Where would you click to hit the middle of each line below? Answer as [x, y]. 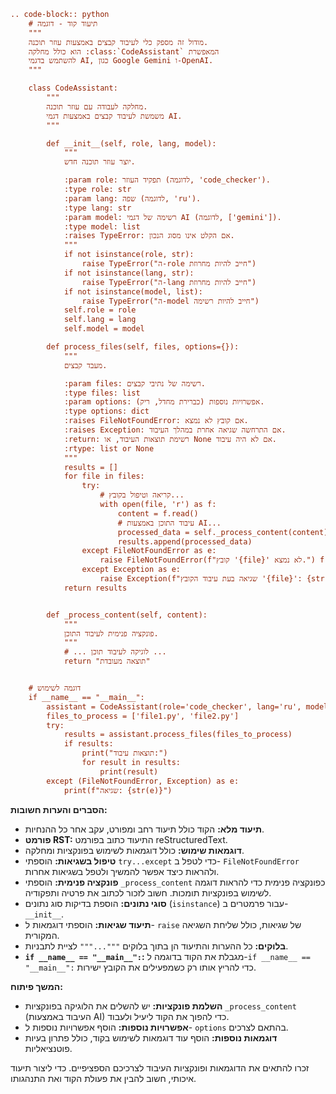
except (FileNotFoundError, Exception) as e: [143, 781]
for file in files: [104, 476]
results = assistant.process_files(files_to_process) [178, 735]
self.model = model [104, 329]
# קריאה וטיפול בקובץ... [142, 495]
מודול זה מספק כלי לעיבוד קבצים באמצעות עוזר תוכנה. [118, 42]
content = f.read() [158, 513]
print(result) [129, 771]
